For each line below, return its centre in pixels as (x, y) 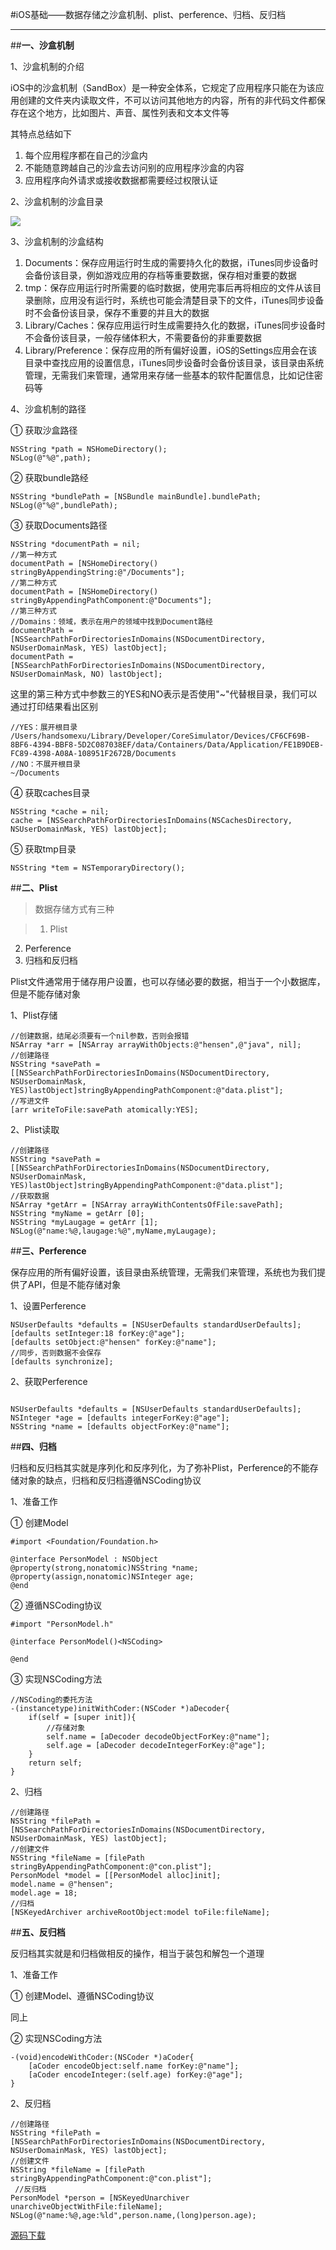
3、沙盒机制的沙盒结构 (57, 241)
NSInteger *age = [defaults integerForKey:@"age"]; (120, 1418)
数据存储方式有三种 (74, 909)
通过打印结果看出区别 (54, 706)
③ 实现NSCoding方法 (56, 1679)
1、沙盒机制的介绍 (47, 66)
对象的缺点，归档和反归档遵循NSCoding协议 (110, 1480)
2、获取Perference (49, 1381)
